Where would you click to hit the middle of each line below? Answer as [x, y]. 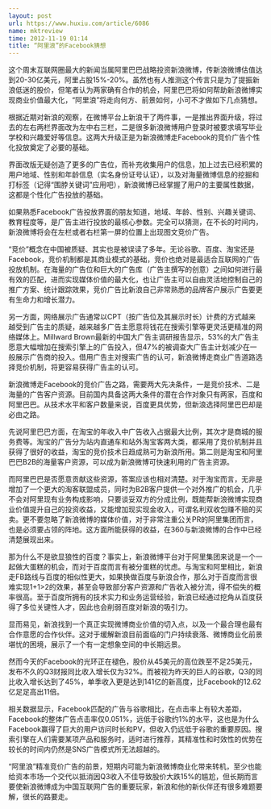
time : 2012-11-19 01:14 [48, 38]
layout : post [30, 16]
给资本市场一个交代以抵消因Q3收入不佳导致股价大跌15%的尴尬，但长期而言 [133, 777]
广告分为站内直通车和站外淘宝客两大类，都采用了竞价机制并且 [160, 442]
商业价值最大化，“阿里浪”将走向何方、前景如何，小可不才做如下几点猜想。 [138, 100]
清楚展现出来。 [33, 540]
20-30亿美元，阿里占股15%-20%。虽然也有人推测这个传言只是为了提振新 [137, 80]
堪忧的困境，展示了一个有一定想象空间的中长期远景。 [97, 644]
